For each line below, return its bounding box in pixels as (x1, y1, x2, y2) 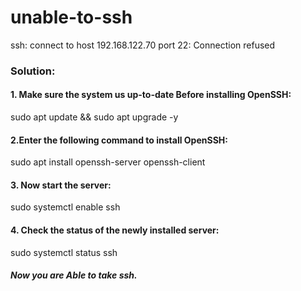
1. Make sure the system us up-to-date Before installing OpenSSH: (10, 89, 292, 101)
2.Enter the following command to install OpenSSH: (10, 134, 228, 146)
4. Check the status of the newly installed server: (10, 224, 220, 236)
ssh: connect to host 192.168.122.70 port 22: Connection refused (10, 39, 276, 51)
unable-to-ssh (10, 6, 133, 29)
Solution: (10, 64, 56, 78)
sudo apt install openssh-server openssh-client (10, 156, 206, 168)
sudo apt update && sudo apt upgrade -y (10, 111, 179, 123)
